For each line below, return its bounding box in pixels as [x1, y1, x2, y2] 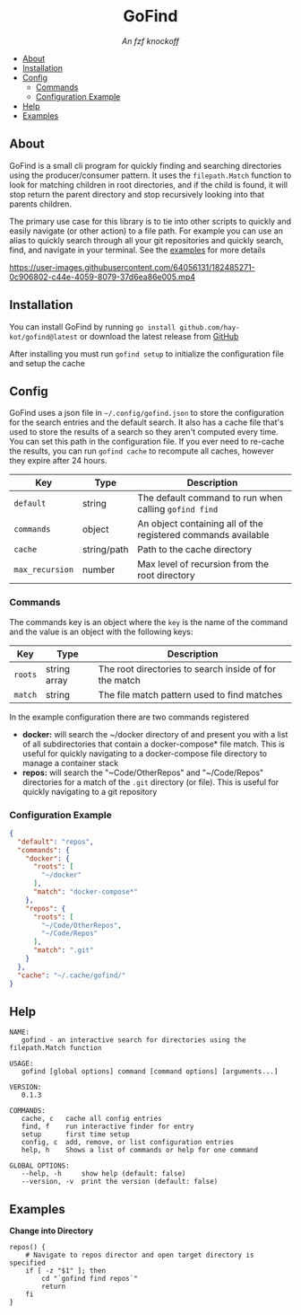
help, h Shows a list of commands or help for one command [21, 1146, 258, 1155]
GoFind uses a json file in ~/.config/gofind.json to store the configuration [9, 408, 285, 419]
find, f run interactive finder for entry [21, 1122, 194, 1132]
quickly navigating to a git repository [21, 786, 158, 797]
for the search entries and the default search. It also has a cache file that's [9, 417, 284, 428]
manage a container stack [21, 757, 119, 768]
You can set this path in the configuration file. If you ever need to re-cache [9, 437, 285, 447]
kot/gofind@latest [9, 332, 78, 341]
